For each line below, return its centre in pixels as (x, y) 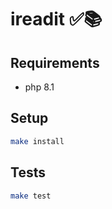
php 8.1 (39, 87)
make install (37, 141)
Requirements (55, 62)
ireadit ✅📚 (56, 19)
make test (31, 196)
